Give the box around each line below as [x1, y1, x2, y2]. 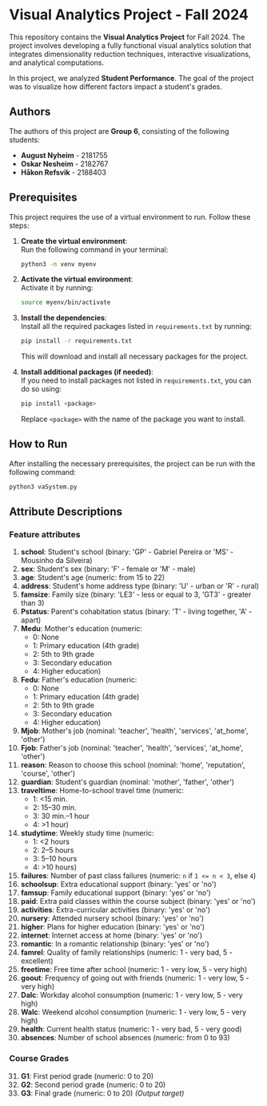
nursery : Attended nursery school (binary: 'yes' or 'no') [20, 914, 205, 923]
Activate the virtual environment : [20, 274, 133, 284]
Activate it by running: [20, 283, 94, 293]
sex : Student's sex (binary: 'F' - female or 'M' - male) [20, 564, 197, 574]
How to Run [9, 437, 68, 451]
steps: [9, 221, 30, 230]
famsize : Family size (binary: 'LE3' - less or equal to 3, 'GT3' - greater [20, 589, 252, 599]
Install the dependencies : [20, 313, 107, 322]
